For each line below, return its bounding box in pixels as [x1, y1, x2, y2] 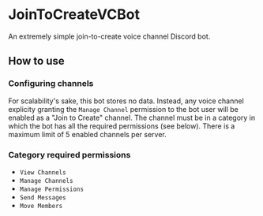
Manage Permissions [19, 185, 85, 193]
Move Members [19, 202, 63, 210]
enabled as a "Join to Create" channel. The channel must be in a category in [8, 113, 256, 122]
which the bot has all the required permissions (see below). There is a [8, 121, 235, 131]
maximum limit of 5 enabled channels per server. [8, 129, 167, 139]
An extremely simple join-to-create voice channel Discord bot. [8, 32, 211, 41]
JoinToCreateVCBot [8, 6, 141, 24]
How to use [8, 54, 65, 68]
